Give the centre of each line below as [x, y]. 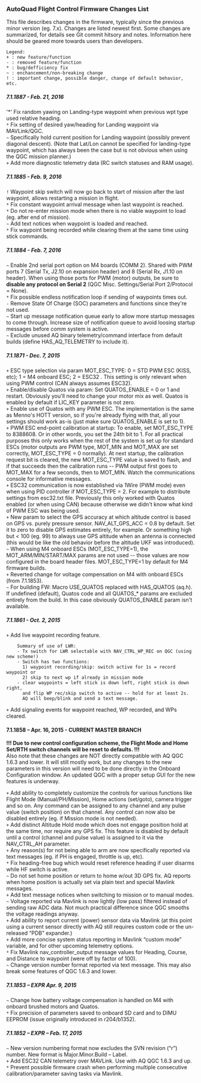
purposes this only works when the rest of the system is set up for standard [100, 441]
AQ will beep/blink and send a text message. [80, 699]
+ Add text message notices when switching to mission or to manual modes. [100, 895]
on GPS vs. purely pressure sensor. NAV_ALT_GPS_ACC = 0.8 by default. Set [100, 524]
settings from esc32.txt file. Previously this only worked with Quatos [91, 498]
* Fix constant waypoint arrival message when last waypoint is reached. [95, 204]
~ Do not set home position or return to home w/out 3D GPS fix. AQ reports [98, 876]
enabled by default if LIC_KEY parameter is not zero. [71, 402]
